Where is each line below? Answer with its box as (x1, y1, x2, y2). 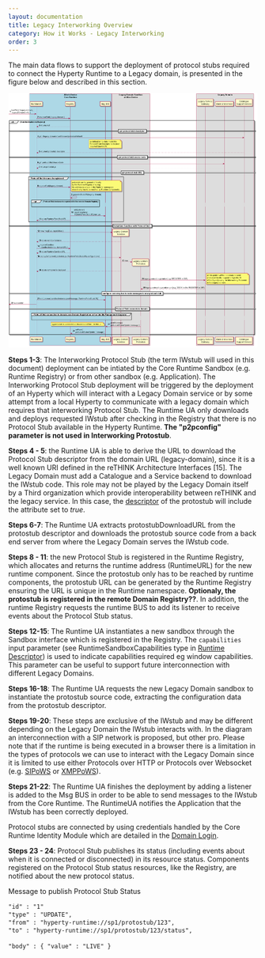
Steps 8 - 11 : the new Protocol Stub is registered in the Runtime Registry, (8, 552, 244, 562)
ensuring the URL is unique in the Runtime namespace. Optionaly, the (8, 585, 237, 595)
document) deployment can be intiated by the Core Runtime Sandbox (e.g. (8, 363, 251, 373)
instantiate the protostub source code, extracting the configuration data (8, 692, 242, 702)
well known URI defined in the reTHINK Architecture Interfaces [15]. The (8, 463, 243, 472)
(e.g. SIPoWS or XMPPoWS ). (8, 766, 101, 775)
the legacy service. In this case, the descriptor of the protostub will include (8, 496, 252, 506)
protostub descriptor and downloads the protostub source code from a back (8, 528, 257, 538)
